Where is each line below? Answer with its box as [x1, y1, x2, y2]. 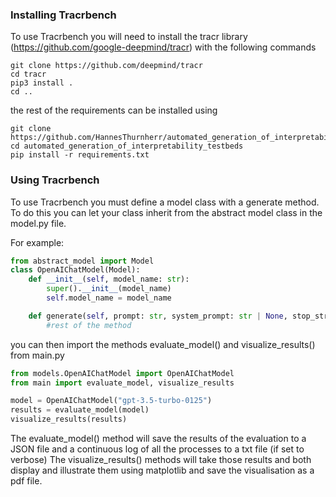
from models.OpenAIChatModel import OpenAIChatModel [10, 368, 235, 378]
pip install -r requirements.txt [10, 150, 150, 160]
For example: [10, 236, 65, 248]
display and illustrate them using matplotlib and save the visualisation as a [10, 464, 315, 477]
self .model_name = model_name [46, 293, 172, 303]
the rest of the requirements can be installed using [10, 104, 218, 117]
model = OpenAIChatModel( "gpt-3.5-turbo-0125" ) [10, 396, 213, 406]
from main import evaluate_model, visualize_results [10, 378, 235, 388]
